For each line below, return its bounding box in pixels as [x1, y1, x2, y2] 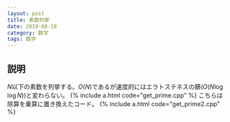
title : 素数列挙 [7, 17, 50, 23]
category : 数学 [7, 29, 49, 37]
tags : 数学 [7, 36, 37, 43]
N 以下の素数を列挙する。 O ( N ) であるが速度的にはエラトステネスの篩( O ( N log [7, 82, 223, 90]
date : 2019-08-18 [7, 23, 57, 30]
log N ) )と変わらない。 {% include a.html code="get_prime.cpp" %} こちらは [7, 91, 223, 99]
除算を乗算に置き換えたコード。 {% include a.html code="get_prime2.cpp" [7, 99, 220, 108]
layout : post [7, 10, 45, 17]
